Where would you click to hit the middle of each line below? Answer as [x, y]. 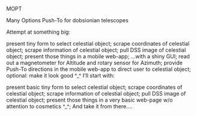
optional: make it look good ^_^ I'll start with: [60, 75]
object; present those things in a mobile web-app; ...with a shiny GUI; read [98, 56]
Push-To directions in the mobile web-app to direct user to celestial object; [98, 69]
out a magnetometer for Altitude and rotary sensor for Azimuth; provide [95, 63]
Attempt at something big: [38, 32]
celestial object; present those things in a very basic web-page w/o [89, 100]
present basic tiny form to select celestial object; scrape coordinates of [94, 87]
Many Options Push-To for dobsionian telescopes [68, 20]
